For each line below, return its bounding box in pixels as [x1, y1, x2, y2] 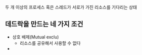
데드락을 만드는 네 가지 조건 [5, 20, 83, 28]
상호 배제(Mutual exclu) [12, 34, 59, 40]
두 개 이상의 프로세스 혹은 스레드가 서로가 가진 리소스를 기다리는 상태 [5, 4, 137, 10]
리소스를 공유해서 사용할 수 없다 [19, 40, 81, 46]
